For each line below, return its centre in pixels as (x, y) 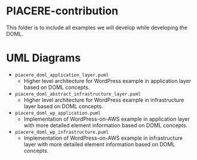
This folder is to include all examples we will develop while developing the (97, 27)
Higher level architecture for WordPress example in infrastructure (104, 100)
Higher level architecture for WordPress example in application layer (107, 81)
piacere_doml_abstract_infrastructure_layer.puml (78, 94)
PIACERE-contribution (62, 11)
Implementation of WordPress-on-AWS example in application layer (107, 119)
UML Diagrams (44, 58)
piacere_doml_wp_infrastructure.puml (62, 132)
